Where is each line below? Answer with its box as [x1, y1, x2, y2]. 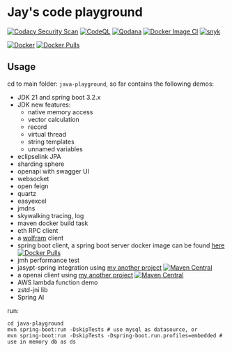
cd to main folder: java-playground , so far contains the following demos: [7, 79, 215, 88]
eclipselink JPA [17, 152, 61, 160]
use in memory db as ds [7, 338, 77, 345]
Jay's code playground [7, 4, 143, 20]
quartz [17, 189, 37, 197]
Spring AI [17, 293, 45, 301]
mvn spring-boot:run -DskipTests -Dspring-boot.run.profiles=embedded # [7, 332, 223, 339]
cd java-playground [7, 320, 64, 327]
